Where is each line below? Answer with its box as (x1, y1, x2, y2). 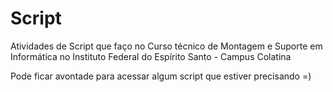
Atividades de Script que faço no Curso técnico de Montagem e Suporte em (10, 40, 323, 52)
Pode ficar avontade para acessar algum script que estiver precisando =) (10, 70, 312, 82)
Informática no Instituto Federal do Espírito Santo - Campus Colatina (10, 50, 292, 62)
